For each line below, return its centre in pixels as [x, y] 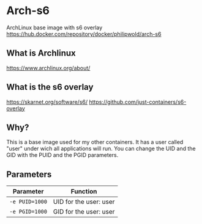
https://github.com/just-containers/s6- [137, 102]
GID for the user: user [84, 212]
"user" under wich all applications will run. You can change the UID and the [101, 149]
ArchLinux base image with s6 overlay [54, 27]
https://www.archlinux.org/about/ [48, 68]
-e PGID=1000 [28, 212]
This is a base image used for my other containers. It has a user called [95, 142]
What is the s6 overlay [50, 87]
